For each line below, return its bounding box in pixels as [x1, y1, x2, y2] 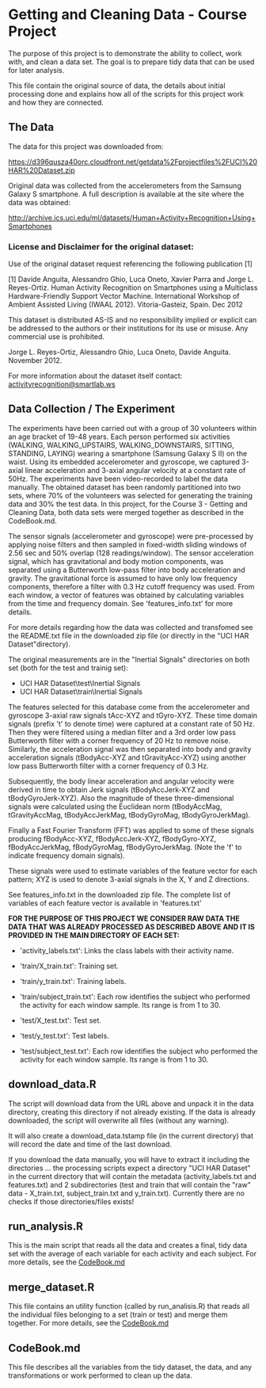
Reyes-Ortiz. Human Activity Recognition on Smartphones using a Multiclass [8, 283, 258, 292]
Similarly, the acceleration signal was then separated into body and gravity [8, 744, 252, 753]
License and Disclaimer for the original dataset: [8, 241, 194, 252]
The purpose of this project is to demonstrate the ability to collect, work [8, 48, 242, 58]
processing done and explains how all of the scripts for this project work [8, 89, 244, 98]
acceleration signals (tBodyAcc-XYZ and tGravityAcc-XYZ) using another [8, 753, 247, 762]
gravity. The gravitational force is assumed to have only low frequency [8, 573, 237, 583]
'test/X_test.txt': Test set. [19, 1016, 101, 1025]
